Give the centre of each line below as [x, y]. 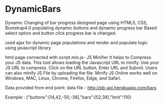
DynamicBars [33, 9]
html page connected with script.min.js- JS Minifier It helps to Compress [78, 57]
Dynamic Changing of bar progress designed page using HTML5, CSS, [76, 23]
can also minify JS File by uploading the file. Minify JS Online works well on [81, 73]
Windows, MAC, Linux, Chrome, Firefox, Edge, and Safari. [63, 78]
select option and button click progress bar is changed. [61, 33]
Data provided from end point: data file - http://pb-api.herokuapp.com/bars [81, 87]
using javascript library [28, 48]
